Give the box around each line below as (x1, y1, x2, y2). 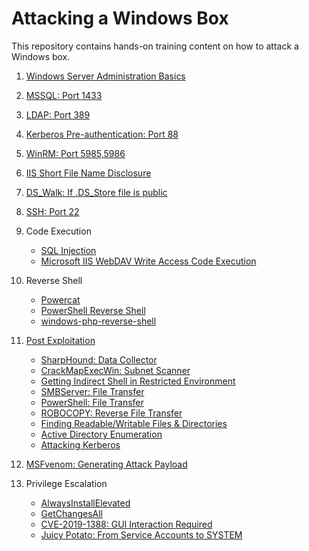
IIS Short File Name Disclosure (25, 167, 152, 179)
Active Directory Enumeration (40, 428, 163, 440)
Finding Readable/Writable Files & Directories (40, 417, 228, 429)
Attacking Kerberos (40, 438, 121, 451)
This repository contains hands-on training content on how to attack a (11, 40, 299, 52)
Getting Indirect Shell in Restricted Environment (40, 375, 236, 387)
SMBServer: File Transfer (40, 385, 145, 397)
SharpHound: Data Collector (40, 353, 158, 366)
